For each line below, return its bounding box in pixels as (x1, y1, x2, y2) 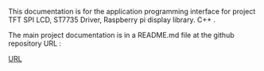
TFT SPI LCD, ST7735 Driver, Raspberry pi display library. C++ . (8, 15, 216, 24)
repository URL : (8, 39, 62, 48)
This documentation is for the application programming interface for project (8, 7, 256, 16)
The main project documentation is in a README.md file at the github (8, 31, 235, 39)
